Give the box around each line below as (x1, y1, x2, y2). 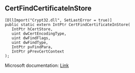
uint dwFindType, (11, 40, 49, 45)
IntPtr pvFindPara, (11, 44, 53, 50)
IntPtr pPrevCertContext (11, 48, 65, 54)
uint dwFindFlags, (11, 35, 51, 40)
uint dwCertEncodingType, (11, 31, 67, 36)
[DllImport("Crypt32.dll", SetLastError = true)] (5, 17, 113, 22)
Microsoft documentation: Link (5, 62, 69, 68)
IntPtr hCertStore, (11, 27, 53, 32)
